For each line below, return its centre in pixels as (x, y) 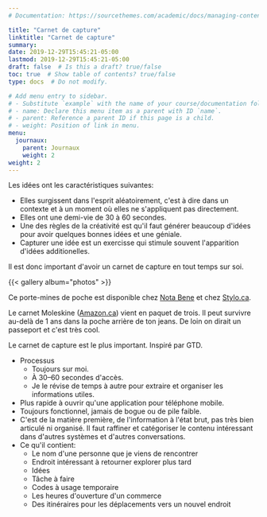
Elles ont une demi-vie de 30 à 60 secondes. (93, 218)
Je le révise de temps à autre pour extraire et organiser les (128, 386)
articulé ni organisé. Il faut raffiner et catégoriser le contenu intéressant (136, 428)
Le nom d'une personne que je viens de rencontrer (115, 453)
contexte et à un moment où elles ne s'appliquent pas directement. (129, 209)
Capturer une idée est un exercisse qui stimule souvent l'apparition (130, 243)
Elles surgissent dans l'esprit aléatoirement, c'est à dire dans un (124, 200)
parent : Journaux (51, 148)
